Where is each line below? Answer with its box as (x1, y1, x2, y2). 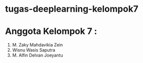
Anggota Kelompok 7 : (5, 26, 97, 37)
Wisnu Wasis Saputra (12, 47, 55, 53)
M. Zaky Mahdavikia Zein (12, 42, 63, 48)
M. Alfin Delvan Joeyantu (12, 52, 63, 58)
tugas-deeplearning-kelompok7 (5, 3, 139, 15)
